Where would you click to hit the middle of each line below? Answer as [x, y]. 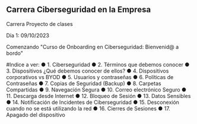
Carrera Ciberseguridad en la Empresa [79, 10]
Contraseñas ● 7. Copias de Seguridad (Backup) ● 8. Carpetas [84, 83]
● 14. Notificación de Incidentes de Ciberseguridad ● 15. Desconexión [93, 102]
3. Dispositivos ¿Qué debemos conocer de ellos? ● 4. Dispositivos [88, 71]
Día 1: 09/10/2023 [28, 35]
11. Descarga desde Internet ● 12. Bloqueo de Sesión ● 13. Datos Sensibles [99, 96]
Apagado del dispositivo [36, 115]
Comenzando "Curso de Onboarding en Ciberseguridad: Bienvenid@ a [93, 47]
